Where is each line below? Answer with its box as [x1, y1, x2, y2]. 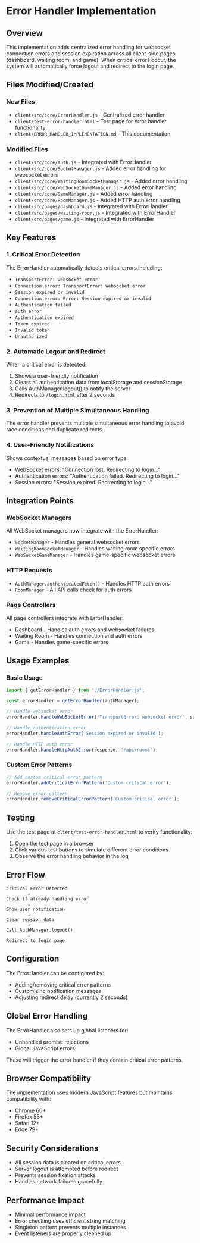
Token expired [14, 321, 50, 327]
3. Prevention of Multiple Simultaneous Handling [6, 406, 149, 414]
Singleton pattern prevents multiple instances [14, 1224, 126, 1231]
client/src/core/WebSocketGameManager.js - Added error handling [14, 183, 177, 191]
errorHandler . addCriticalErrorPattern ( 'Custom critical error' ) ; [6, 779, 171, 786]
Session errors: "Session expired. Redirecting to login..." [14, 478, 153, 486]
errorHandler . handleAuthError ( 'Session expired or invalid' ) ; [6, 730, 164, 736]
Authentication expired [14, 314, 74, 321]
